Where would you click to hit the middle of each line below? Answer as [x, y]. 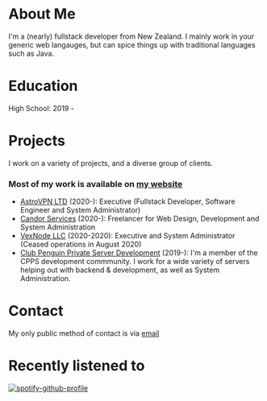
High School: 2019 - [42, 108]
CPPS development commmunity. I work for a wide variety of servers [135, 262]
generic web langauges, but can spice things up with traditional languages [132, 44]
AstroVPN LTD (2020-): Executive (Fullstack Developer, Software [127, 201]
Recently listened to [77, 366]
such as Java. [31, 53]
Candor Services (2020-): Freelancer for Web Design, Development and [140, 219]
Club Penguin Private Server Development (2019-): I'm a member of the [139, 253]
